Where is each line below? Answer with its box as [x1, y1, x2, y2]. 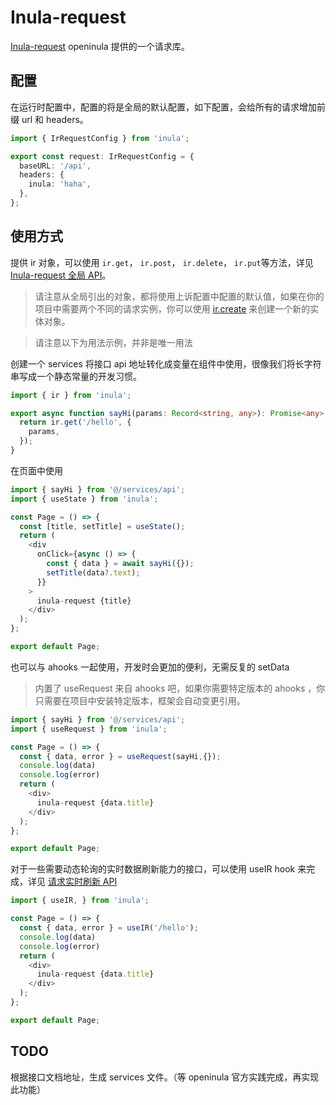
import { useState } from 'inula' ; [10, 494, 159, 504]
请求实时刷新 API [47, 876, 118, 888]
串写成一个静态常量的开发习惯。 [10, 370, 142, 382]
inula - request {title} [36, 596, 132, 606]
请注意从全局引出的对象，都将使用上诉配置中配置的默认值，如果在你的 [34, 290, 325, 302]
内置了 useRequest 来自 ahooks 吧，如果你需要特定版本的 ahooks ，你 [34, 682, 326, 694]
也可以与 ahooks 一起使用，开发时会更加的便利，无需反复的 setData [10, 661, 290, 673]
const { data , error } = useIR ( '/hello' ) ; [19, 923, 199, 933]
